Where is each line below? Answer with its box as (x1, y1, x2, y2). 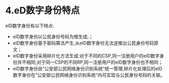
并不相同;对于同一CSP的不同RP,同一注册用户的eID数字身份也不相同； (17, 59, 163, 65)
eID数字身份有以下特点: (5, 23, 55, 29)
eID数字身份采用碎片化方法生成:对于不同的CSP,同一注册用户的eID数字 (12, 52, 160, 59)
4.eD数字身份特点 (5, 5, 80, 16)
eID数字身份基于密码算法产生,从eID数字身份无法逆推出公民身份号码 (12, 39, 154, 46)
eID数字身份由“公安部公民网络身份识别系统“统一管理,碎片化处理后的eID (12, 65, 163, 72)
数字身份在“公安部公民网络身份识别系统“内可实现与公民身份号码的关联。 (12, 72, 165, 78)
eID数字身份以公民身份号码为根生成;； (12, 33, 94, 39)
